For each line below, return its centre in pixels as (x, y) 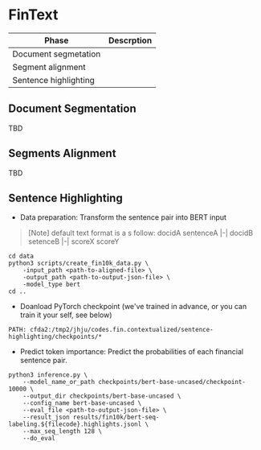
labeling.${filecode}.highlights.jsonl (75, 424)
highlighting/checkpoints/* (55, 337)
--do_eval (39, 439)
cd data (21, 256)
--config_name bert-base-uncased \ (82, 403)
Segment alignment (49, 67)
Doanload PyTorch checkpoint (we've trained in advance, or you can (133, 307)
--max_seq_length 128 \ (63, 431)
